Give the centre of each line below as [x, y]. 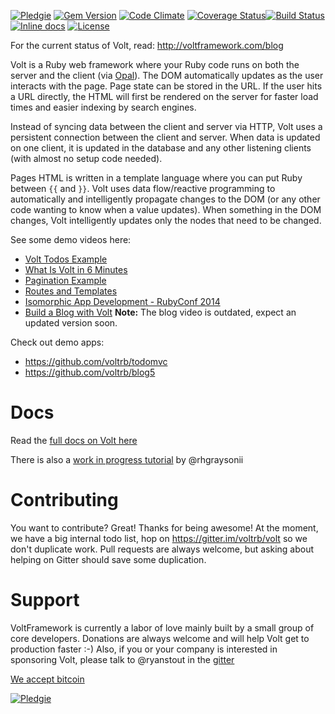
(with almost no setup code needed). [86, 158]
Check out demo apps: [57, 342]
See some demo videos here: [71, 239]
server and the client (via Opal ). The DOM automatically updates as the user [167, 75]
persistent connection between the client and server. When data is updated [165, 137]
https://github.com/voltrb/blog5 [90, 372]
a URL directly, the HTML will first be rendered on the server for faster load [164, 96]
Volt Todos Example [66, 259]
